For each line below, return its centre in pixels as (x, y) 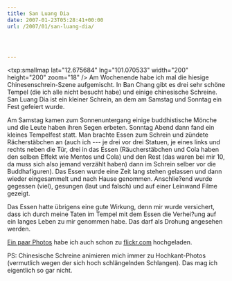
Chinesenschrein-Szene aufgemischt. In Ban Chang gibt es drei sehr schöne (116, 85)
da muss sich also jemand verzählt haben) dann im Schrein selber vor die (112, 164)
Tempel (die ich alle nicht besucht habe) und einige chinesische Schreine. (113, 92)
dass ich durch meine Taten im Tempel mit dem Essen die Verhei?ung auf (112, 214)
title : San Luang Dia (38, 13)
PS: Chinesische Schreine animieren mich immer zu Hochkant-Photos (107, 255)
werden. (19, 229)
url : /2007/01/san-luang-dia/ (51, 26)
